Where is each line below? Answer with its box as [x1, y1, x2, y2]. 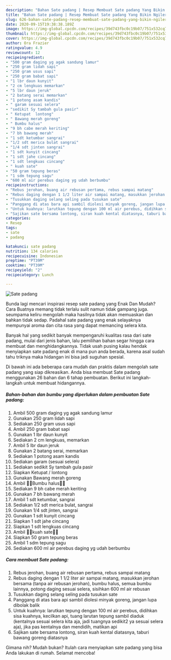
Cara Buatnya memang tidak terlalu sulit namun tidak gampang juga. [6, 306, 149, 312]
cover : [6, 36, 20, 41]
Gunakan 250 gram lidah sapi [13, 415, 75, 421]
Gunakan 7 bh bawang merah [13, 491, 75, 497]
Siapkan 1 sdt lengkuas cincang [13, 523, 79, 530]
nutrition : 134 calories [6, 249, 58, 254]
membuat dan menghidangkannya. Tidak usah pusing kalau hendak [6, 343, 147, 349]
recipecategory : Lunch [6, 272, 54, 278]
